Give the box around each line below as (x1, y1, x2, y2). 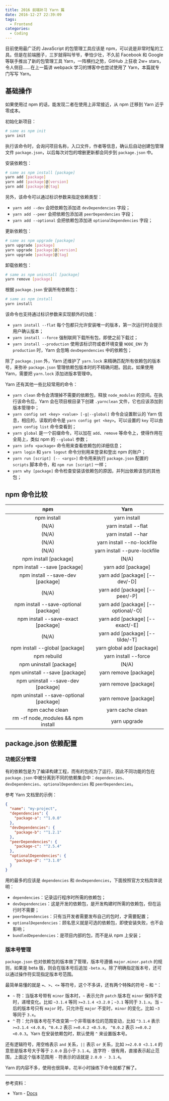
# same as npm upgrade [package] (5, 238, 75, 243)
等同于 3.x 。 (12, 1012, 39, 1018)
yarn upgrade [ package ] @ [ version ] (5, 247, 78, 253)
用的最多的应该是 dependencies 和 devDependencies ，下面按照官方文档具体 (5, 877, 158, 883)
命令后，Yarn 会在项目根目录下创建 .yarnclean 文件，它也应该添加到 (21, 398, 163, 404)
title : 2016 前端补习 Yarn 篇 (5, 7, 65, 13)
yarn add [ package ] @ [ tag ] (5, 184, 59, 190)
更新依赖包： (5, 228, 32, 234)
